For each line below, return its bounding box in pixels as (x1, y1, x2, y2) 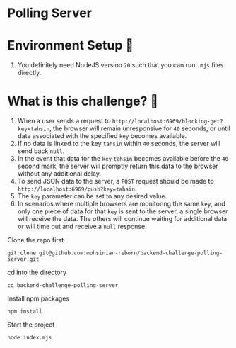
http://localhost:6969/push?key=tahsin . (17, 184, 137, 193)
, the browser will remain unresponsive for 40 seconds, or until (49, 124, 230, 133)
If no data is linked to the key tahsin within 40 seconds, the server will (17, 140, 220, 148)
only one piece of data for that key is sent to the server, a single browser (17, 207, 228, 215)
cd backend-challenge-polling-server (7, 282, 119, 289)
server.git (7, 256, 40, 263)
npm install (7, 308, 42, 315)
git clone (7, 249, 37, 257)
